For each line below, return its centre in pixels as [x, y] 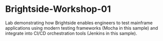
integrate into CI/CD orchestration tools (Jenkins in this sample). [71, 33]
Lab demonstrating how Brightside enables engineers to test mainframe [79, 23]
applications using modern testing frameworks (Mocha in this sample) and [82, 28]
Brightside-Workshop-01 [58, 9]
